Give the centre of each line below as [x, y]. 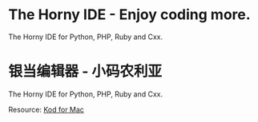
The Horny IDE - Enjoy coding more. [129, 15]
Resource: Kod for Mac [46, 109]
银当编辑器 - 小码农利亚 [85, 71]
